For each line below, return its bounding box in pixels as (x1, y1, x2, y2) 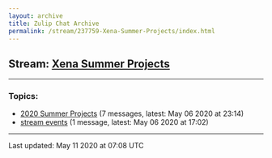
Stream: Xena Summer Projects (8, 57, 170, 70)
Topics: (8, 91, 39, 102)
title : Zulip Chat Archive (8, 19, 100, 28)
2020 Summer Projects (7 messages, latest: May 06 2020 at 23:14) (19, 109, 244, 118)
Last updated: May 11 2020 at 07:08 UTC (8, 141, 144, 151)
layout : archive (8, 11, 63, 20)
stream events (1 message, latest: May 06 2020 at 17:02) (19, 117, 209, 127)
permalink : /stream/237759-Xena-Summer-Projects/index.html (8, 27, 216, 35)
